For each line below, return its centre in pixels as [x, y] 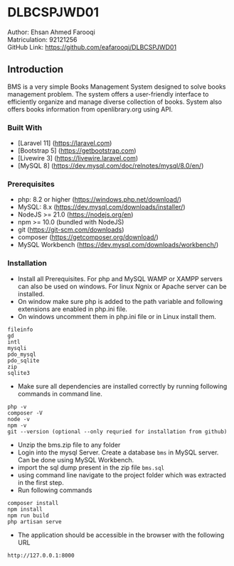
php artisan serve [34, 522]
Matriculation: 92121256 [42, 39]
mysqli [17, 348]
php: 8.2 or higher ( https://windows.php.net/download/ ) [100, 200]
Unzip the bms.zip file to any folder [69, 445]
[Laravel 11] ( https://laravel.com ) [65, 143]
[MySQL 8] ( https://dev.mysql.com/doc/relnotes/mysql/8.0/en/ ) [111, 166]
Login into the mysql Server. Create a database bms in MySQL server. [118, 452]
